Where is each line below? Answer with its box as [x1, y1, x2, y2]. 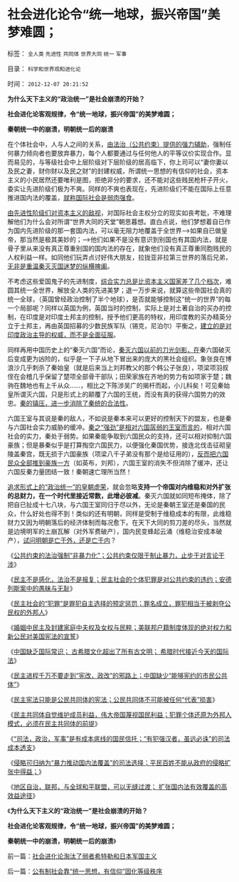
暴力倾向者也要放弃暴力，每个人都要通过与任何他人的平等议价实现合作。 [13, 149, 225, 157]
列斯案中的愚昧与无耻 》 [7, 584, 76, 592]
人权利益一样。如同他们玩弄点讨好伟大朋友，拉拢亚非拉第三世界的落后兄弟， [7, 253, 232, 261]
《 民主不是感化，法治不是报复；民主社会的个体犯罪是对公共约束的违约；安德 [7, 574, 232, 584]
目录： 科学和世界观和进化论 [7, 64, 81, 73]
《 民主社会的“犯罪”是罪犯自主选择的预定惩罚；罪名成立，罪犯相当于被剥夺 [7, 599, 225, 607]
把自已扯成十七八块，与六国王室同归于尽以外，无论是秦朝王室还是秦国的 [7, 500, 219, 509]
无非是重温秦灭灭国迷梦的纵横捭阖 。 [7, 261, 114, 271]
